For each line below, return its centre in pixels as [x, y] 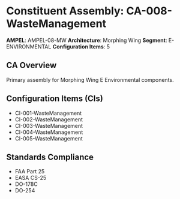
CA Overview [31, 65]
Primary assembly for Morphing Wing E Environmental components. [90, 79]
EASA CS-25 [31, 178]
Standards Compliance [50, 157]
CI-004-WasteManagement [49, 132]
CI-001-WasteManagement [48, 113]
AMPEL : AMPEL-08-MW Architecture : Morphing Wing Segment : [87, 40]
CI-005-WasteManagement [49, 138]
